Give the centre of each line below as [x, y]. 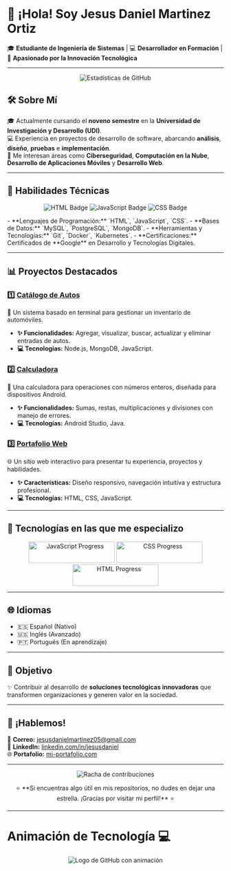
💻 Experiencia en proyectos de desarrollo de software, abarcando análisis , [114, 138]
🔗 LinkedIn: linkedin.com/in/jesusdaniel [63, 747]
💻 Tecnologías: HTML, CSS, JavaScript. [75, 498]
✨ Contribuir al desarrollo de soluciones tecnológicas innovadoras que [109, 687]
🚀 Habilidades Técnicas [58, 191]
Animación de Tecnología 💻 [89, 836]
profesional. [34, 490]
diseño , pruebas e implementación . [59, 148]
